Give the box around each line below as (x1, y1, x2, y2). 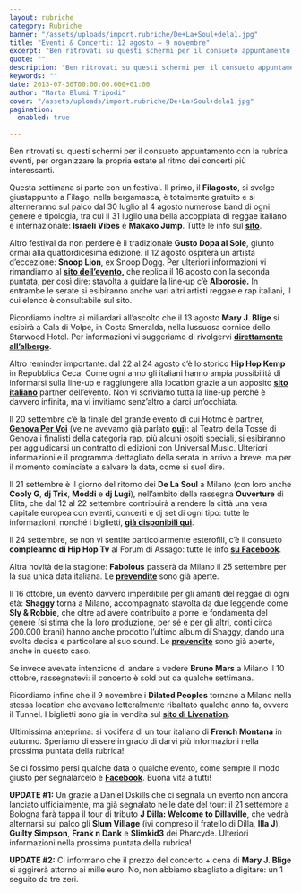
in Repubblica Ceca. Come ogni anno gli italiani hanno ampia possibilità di (9, 368, 281, 379)
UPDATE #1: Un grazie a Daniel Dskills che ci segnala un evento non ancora (9, 790, 288, 801)
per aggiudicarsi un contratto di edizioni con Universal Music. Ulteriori (9, 442, 268, 453)
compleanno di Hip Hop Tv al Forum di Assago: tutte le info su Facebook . (9, 544, 282, 555)
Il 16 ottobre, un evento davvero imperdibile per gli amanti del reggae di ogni (9, 589, 290, 600)
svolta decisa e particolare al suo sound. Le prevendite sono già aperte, (9, 636, 275, 647)
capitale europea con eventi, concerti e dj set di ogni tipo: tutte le (9, 508, 250, 519)
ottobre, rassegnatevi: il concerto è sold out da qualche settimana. (9, 672, 254, 683)
